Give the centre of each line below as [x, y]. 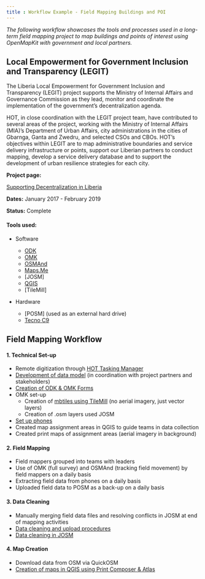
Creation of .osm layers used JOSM [69, 414]
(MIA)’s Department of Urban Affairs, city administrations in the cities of [97, 131]
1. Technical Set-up [31, 355]
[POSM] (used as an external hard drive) [75, 313]
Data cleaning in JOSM [44, 535]
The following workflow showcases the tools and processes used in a [95, 29]
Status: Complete [29, 211]
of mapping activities [42, 522]
